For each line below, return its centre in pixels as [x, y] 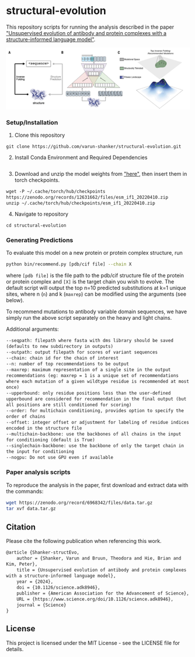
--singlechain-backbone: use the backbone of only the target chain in [95, 446]
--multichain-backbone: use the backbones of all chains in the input [94, 434]
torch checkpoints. [37, 180]
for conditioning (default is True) [51, 440]
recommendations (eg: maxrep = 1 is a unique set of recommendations [93, 376]
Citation [21, 527]
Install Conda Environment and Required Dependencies [81, 158]
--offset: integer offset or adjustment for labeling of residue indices [98, 423]
